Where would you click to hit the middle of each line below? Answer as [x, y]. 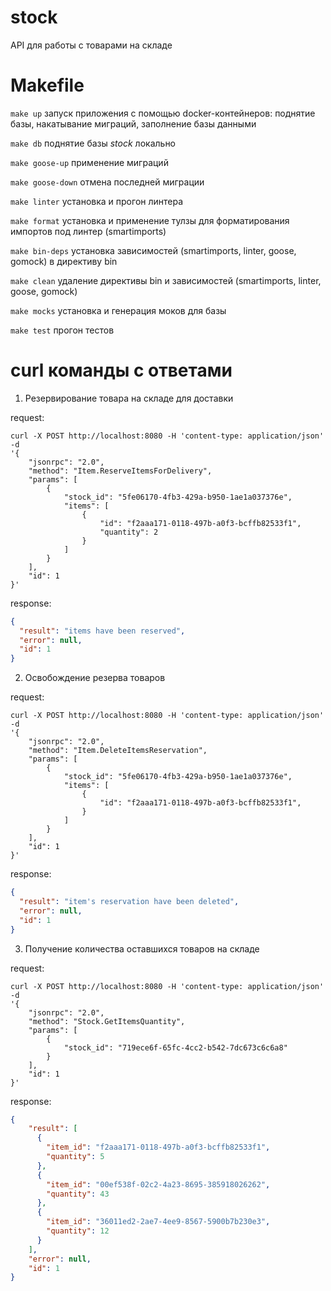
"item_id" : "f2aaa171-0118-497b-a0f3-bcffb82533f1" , [158, 1147]
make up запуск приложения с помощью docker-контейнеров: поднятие [163, 113]
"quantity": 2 [129, 532]
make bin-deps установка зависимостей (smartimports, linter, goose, [153, 250]
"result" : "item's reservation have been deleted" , [129, 902]
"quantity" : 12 [78, 1231]
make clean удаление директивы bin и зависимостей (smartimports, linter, [166, 280]
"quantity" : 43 [78, 1194]
